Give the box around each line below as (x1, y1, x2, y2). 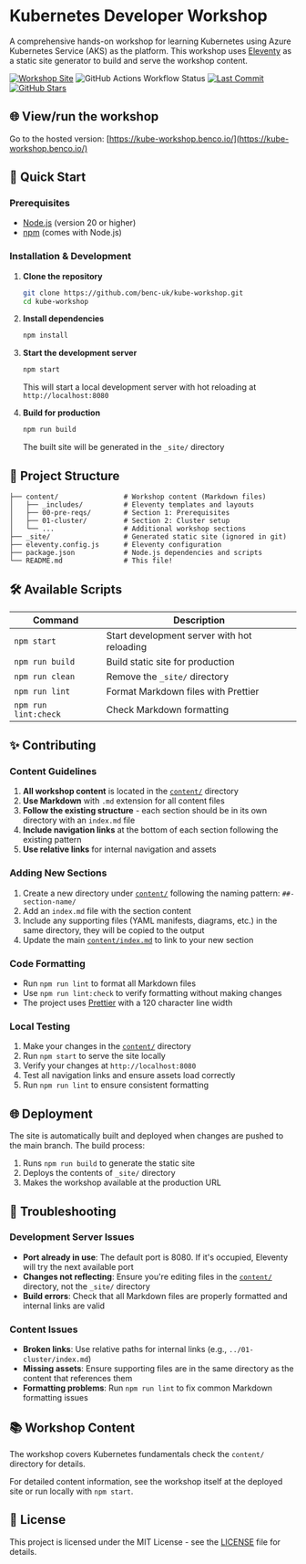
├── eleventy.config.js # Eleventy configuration (9, 540, 222, 549)
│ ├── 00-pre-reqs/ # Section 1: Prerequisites (9, 508, 230, 517)
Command (32, 614, 79, 626)
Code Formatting (9, 957, 87, 970)
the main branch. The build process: (9, 1140, 146, 1151)
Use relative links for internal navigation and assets (22, 844, 217, 855)
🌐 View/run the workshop (9, 109, 159, 124)
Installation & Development (9, 250, 132, 263)
